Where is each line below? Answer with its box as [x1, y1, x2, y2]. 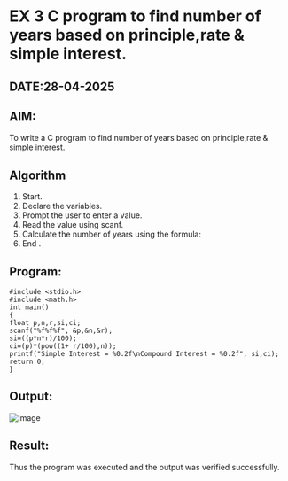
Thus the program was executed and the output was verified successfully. [9, 462, 281, 472]
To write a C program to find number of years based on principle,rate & [9, 133, 269, 144]
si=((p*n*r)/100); [9, 334, 77, 343]
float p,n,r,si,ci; [9, 319, 82, 328]
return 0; [9, 357, 46, 367]
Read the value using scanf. [21, 220, 124, 230]
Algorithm [9, 167, 66, 182]
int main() [9, 303, 50, 312]
